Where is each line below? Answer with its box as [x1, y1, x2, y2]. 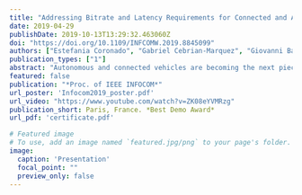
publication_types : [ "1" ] [9, 55, 106, 64]
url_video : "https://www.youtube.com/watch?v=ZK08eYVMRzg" [9, 96, 235, 106]
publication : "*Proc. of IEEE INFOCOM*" [9, 80, 164, 89]
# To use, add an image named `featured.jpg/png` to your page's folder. [9, 138, 292, 147]
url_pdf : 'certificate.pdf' [9, 113, 115, 122]
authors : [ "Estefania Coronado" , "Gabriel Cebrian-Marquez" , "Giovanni [9, 47, 283, 56]
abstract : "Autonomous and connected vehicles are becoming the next [9, 64, 276, 73]
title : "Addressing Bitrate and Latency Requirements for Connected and [9, 13, 288, 22]
